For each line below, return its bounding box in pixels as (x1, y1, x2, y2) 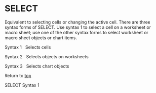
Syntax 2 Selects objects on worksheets (4, 53, 89, 59)
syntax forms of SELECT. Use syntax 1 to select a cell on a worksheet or (4, 24, 151, 30)
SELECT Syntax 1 (4, 82, 39, 88)
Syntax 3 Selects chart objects (4, 63, 70, 69)
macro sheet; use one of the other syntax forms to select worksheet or (4, 29, 149, 35)
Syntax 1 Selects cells (4, 44, 51, 50)
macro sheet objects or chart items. (4, 35, 77, 41)
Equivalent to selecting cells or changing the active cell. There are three (4, 19, 151, 25)
